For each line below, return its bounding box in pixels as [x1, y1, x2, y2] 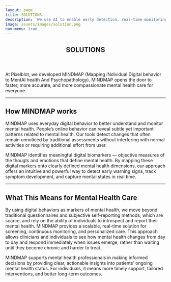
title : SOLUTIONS [5, 12, 42, 17]
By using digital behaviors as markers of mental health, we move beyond [5, 207, 158, 213]
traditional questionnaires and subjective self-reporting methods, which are [5, 212, 163, 218]
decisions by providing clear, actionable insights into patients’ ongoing [5, 260, 153, 266]
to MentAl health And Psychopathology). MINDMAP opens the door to [5, 76, 152, 83]
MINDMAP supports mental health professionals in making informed [5, 254, 148, 261]
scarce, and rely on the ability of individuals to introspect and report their [5, 218, 158, 224]
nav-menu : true [5, 27, 38, 32]
